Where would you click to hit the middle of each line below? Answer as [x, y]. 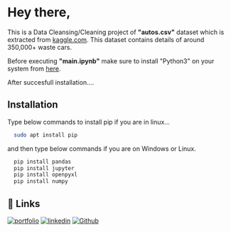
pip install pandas [43, 162]
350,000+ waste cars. [40, 47]
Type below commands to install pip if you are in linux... [89, 122]
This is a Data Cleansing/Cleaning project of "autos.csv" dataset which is [116, 32]
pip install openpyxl [46, 175]
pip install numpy [41, 181]
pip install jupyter [44, 168]
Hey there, [39, 12]
